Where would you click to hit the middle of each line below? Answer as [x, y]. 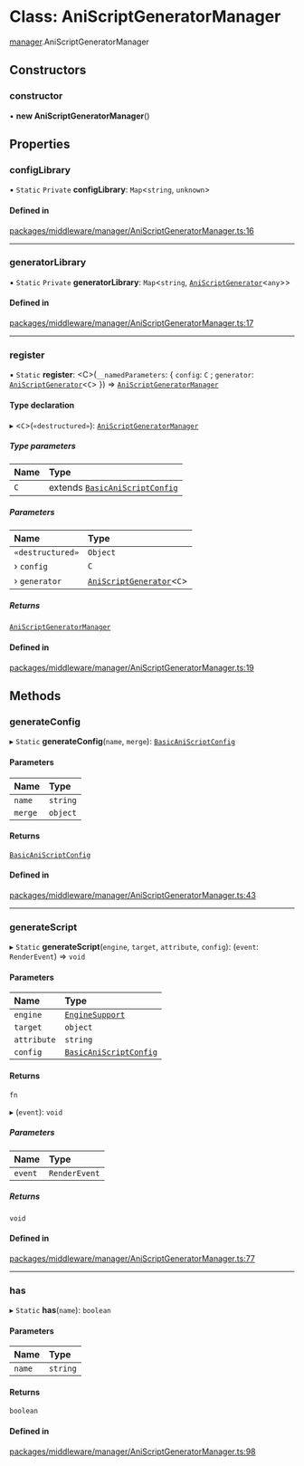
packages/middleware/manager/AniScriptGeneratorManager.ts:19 [132, 667]
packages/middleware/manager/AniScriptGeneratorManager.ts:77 [133, 1258]
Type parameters [43, 446]
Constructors [48, 70]
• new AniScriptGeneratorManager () [80, 116]
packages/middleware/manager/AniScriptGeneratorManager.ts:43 [133, 895]
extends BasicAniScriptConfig [113, 488]
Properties [40, 144]
